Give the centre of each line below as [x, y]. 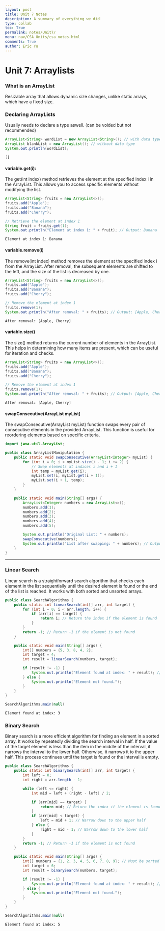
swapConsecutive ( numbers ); [50, 539]
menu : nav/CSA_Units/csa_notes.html [42, 37]
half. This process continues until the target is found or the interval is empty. [82, 757]
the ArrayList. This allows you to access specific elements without [72, 184]
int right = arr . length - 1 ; [53, 780]
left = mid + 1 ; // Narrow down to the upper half [93, 820]
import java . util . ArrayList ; [35, 444]
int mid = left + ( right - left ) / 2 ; [71, 793]
